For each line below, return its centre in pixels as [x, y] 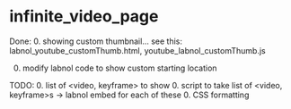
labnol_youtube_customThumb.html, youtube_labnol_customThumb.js [138, 50]
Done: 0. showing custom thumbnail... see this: [96, 41]
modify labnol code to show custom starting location [119, 68]
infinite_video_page [84, 17]
